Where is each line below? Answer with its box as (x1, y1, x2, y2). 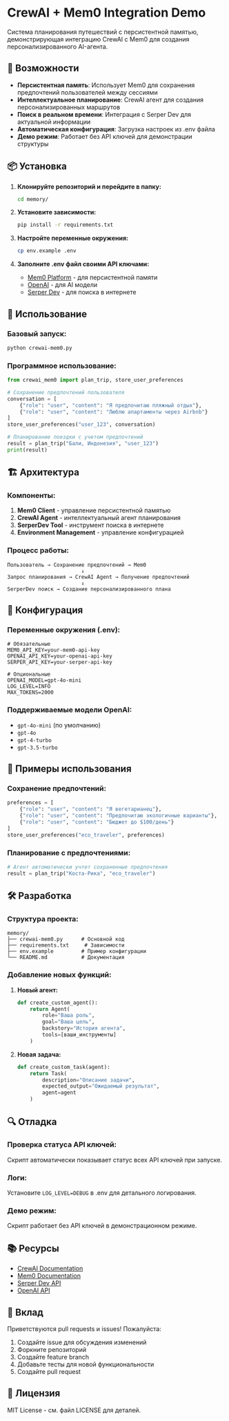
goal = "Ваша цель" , (42, 1019, 95, 1025)
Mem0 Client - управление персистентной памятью (17, 506, 171, 514)
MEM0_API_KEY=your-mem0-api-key (7, 647, 100, 654)
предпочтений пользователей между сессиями (17, 88, 158, 96)
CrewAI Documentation (17, 1264, 83, 1273)
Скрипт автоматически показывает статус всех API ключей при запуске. (7, 1155, 223, 1164)
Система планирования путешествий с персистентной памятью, (7, 28, 199, 36)
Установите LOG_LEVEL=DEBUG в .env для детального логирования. (7, 1189, 197, 1197)
